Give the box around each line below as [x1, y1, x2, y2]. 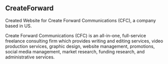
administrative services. [5, 54, 55, 60]
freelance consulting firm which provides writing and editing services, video [5, 38, 163, 44]
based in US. [5, 23, 32, 29]
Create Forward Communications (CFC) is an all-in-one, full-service [5, 32, 146, 38]
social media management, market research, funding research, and [5, 48, 145, 54]
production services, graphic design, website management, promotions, [5, 43, 155, 49]
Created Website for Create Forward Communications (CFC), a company [5, 17, 156, 23]
